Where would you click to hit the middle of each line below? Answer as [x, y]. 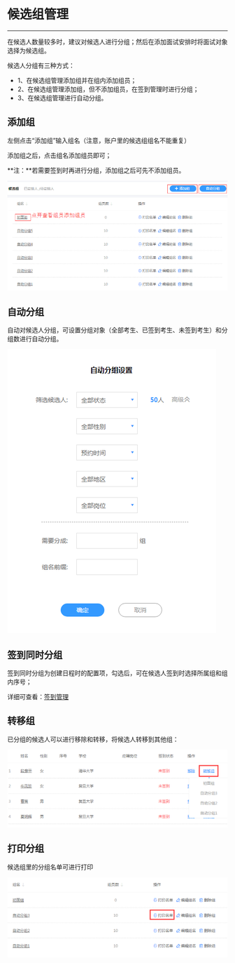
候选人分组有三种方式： [41, 65]
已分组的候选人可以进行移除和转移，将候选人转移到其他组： [93, 739]
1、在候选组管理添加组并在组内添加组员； [77, 80]
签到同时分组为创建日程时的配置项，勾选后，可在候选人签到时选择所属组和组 [117, 673]
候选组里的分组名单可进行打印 [50, 867]
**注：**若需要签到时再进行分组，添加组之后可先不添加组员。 [96, 170]
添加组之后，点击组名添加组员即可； [59, 155]
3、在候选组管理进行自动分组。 [62, 98]
